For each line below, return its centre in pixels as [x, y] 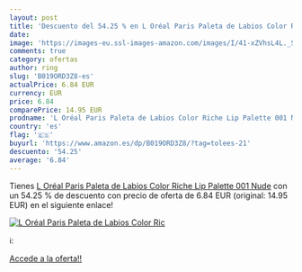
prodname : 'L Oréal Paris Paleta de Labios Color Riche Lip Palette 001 [148, 118]
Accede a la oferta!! [46, 258]
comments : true [38, 51]
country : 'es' [36, 127]
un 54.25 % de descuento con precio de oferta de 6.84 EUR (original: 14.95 [149, 195]
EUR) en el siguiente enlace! [62, 204]
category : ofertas [44, 59]
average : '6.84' [40, 160]
